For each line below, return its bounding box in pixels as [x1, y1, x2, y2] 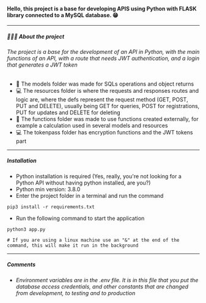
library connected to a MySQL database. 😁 [7, 11, 119, 18]
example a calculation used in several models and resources [15, 122, 168, 129]
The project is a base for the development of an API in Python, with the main [7, 48, 200, 56]
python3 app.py [7, 226, 46, 232]
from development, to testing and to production [15, 289, 136, 296]
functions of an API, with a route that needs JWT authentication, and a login [7, 55, 200, 62]
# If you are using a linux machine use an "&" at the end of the [7, 237, 180, 243]
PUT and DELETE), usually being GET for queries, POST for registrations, [15, 102, 200, 109]
